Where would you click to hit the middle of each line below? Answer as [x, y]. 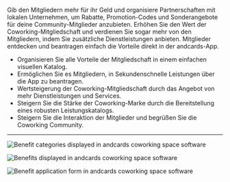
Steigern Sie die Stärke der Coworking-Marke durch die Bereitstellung [115, 103]
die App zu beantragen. [50, 81]
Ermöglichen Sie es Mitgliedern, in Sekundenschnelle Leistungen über [116, 74]
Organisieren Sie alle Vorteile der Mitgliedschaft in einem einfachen [112, 60]
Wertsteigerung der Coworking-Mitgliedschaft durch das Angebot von [116, 89]
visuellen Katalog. [42, 67]
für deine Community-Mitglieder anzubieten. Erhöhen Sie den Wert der [107, 24]
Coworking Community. [50, 125]
